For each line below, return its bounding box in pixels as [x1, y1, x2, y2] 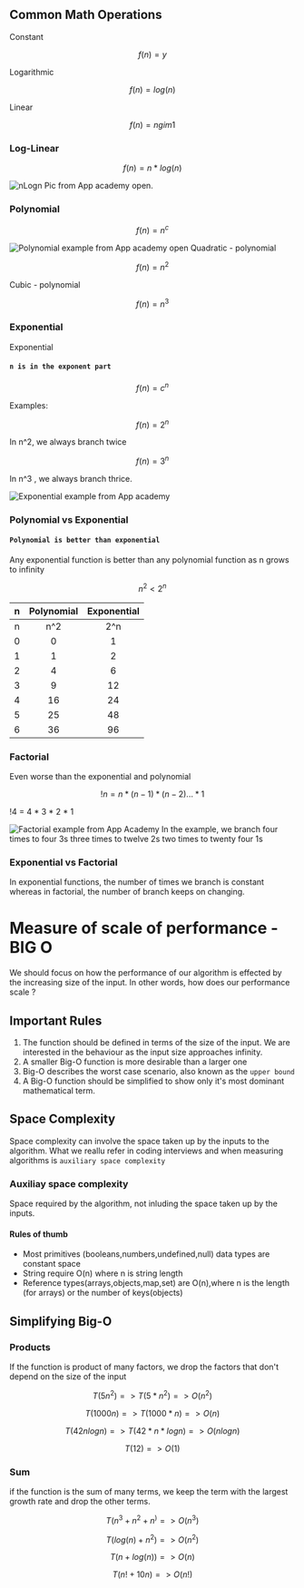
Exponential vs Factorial [9, 856, 118, 868]
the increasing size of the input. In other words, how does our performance [9, 977, 290, 988]
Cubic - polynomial [9, 279, 81, 289]
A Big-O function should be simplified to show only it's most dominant [22, 1075, 285, 1086]
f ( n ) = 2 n [135, 417, 170, 430]
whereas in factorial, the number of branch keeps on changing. [9, 887, 245, 897]
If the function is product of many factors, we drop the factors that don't [9, 1361, 279, 1372]
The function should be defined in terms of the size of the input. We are [22, 1036, 290, 1047]
